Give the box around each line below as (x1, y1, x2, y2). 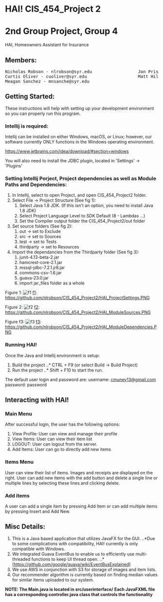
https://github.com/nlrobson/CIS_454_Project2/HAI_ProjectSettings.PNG (5, 295, 150, 301)
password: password (5, 381, 47, 388)
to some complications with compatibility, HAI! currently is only (12, 541, 138, 546)
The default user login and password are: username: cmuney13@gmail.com (5, 376, 156, 382)
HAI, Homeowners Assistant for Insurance (5, 42, 89, 48)
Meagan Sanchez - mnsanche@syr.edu (5, 78, 90, 84)
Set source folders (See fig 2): (12, 223, 73, 229)
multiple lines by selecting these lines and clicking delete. (5, 480, 120, 486)
